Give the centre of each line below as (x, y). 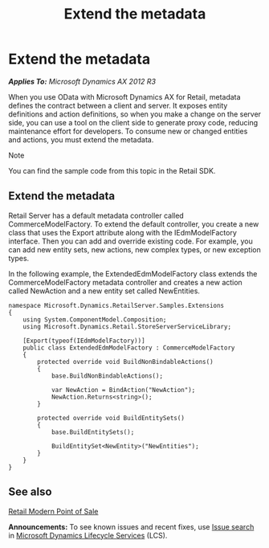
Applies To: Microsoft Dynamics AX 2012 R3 (82, 81)
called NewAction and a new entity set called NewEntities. (104, 291)
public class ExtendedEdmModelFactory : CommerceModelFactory (129, 348)
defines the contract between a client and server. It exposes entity (118, 105)
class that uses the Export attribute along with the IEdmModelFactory (122, 232)
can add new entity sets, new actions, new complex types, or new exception (134, 249)
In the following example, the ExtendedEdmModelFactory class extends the (133, 273)
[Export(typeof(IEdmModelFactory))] (84, 341)
